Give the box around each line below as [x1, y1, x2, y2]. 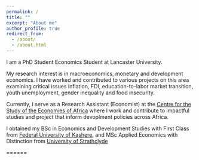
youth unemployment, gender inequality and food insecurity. [6, 89, 155, 96]
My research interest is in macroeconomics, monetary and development [6, 70, 183, 77]
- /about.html [11, 42, 47, 48]
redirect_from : [6, 31, 44, 37]
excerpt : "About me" [6, 20, 58, 26]
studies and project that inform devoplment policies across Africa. [6, 113, 169, 120]
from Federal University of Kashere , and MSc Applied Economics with [6, 131, 178, 138]
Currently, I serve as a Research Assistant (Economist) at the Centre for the [6, 100, 191, 107]
